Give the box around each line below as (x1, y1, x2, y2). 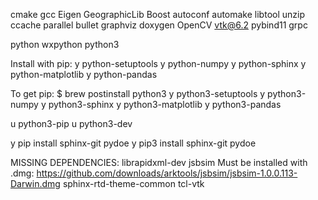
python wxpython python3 (10, 39, 120, 50)
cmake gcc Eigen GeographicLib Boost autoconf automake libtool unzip (10, 9, 305, 20)
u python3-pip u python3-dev (10, 118, 133, 129)
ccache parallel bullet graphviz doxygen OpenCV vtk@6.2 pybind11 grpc (10, 19, 308, 31)
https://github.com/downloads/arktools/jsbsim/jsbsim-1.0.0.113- (36, 167, 298, 179)
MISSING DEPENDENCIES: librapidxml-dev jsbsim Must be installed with (10, 157, 308, 168)
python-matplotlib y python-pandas (10, 69, 158, 80)
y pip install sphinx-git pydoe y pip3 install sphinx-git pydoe (10, 137, 257, 149)
